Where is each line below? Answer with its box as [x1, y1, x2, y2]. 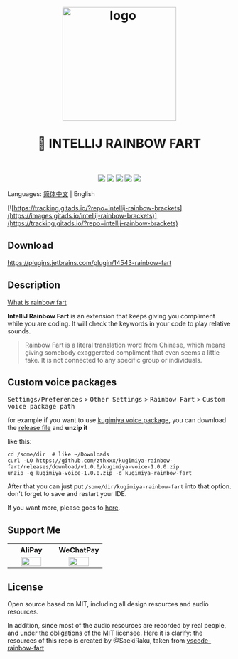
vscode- [186, 636, 212, 645]
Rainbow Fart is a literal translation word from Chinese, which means [24, 341, 226, 349]
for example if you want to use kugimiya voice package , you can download [7, 416, 227, 424]
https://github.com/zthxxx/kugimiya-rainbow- [36, 457, 173, 464]
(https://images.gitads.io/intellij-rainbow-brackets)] [7, 211, 158, 220]
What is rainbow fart [7, 298, 67, 306]
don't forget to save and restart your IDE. [7, 490, 127, 498]
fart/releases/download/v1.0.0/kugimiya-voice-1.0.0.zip [7, 464, 180, 471]
